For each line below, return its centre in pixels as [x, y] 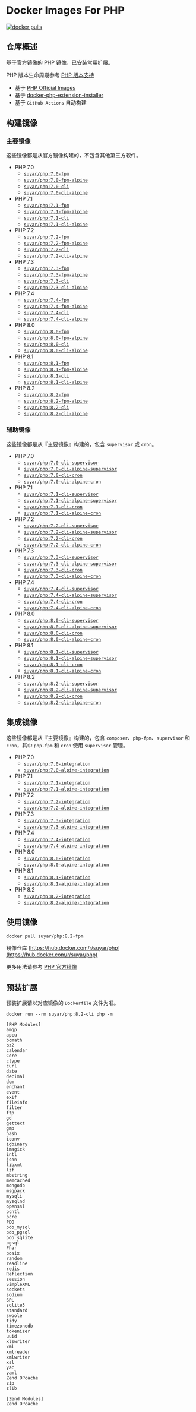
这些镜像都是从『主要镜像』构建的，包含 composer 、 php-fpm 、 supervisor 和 [98, 738]
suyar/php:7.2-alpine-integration [66, 808]
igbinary [17, 1144]
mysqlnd [16, 1201]
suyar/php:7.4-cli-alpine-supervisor [70, 595]
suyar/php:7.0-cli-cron [53, 475]
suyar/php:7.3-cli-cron [53, 570]
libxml [14, 1165]
